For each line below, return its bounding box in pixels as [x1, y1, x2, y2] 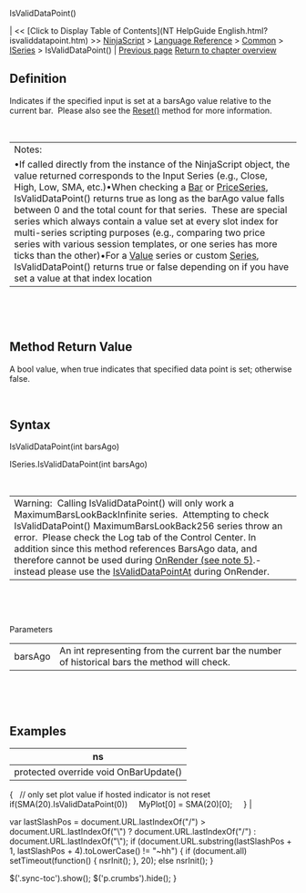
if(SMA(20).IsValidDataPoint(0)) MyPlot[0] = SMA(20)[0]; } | [9, 799, 252, 810]
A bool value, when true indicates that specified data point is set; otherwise [9, 364, 292, 375]
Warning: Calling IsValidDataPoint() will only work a [14, 497, 235, 509]
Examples [9, 724, 66, 739]
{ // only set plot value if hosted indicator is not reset [9, 789, 211, 800]
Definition [9, 71, 66, 87]
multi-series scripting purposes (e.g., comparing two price [14, 226, 266, 239]
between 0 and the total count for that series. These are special [14, 203, 288, 216]
